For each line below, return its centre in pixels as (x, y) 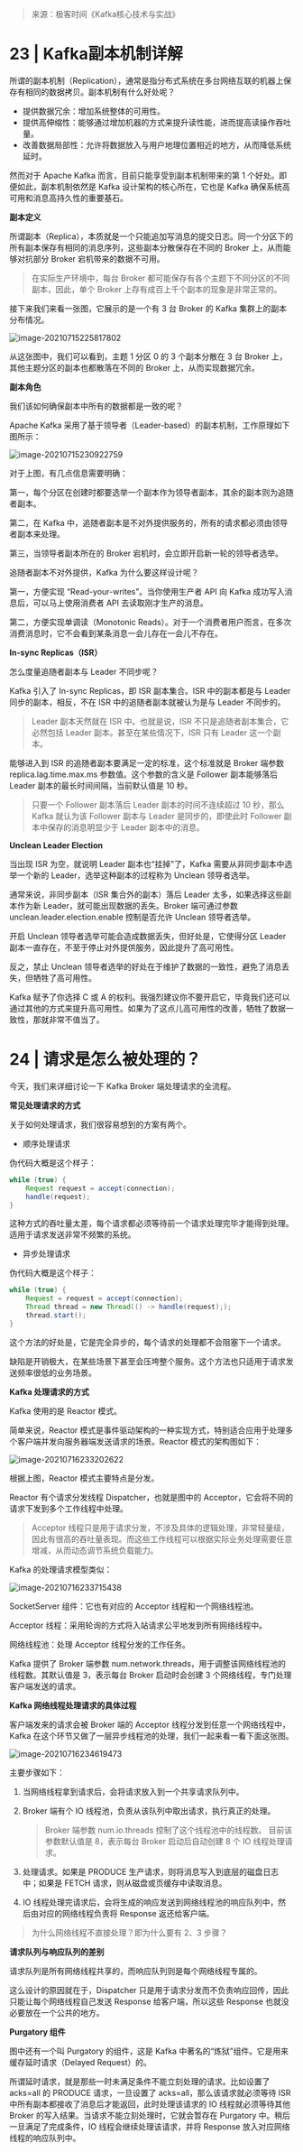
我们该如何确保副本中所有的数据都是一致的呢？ (96, 406)
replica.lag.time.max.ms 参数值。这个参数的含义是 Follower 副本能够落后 (143, 774)
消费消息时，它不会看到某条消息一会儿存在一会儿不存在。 (116, 633)
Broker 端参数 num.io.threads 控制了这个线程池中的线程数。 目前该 (169, 1830)
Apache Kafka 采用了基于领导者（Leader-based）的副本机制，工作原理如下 (150, 425)
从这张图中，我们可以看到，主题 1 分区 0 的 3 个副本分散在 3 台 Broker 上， (148, 356)
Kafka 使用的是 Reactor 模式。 (65, 1410)
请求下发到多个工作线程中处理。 (69, 1508)
